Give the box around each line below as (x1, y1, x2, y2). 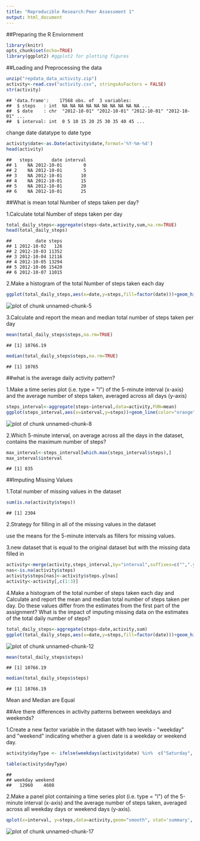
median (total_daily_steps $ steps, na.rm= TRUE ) (6, 353, 118, 359)
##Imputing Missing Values (6, 476, 73, 484)
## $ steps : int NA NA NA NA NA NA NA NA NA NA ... (6, 103, 151, 109)
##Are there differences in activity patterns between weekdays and (6, 708, 171, 716)
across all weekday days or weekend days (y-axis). (6, 806, 132, 812)
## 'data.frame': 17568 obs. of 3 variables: (6, 97, 132, 103)
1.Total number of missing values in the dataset (6, 488, 121, 495)
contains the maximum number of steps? (6, 438, 107, 445)
